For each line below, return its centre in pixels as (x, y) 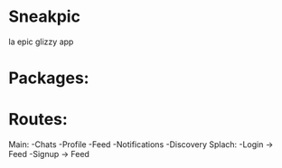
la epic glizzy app (41, 42)
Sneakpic (44, 17)
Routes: (38, 120)
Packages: (49, 78)
